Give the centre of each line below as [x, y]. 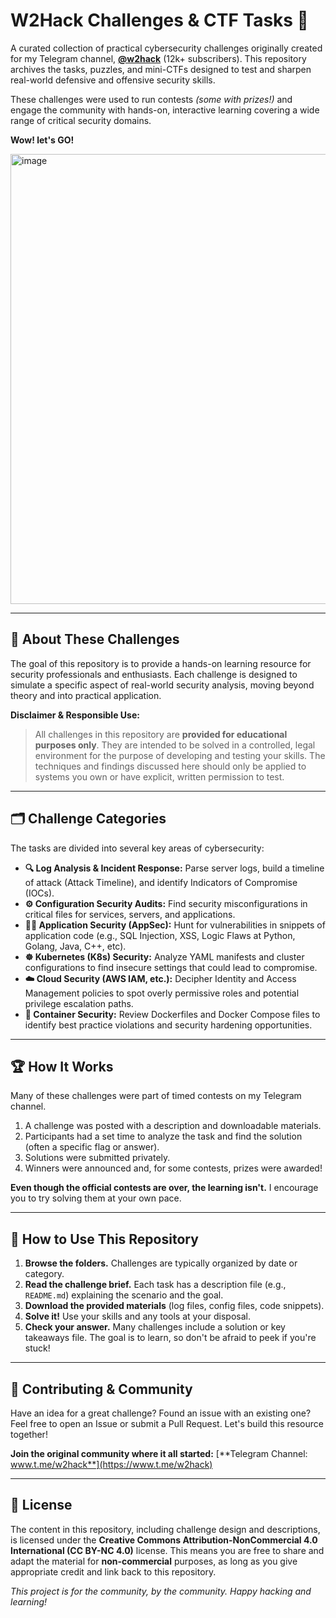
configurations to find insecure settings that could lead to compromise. [171, 967]
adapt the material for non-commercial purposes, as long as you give [154, 1561]
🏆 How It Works [62, 1066]
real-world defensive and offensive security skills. [113, 80]
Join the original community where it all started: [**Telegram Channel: [159, 1453]
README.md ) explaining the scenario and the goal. [124, 1295]
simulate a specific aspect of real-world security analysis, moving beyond [162, 685]
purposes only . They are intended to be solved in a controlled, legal [175, 745]
